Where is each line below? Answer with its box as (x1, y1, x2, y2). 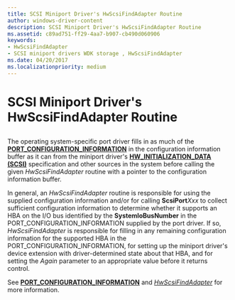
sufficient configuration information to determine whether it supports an (7, 204, 218, 213)
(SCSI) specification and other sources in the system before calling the (7, 160, 215, 168)
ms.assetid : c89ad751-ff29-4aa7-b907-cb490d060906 (7, 30, 160, 38)
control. (7, 264, 31, 273)
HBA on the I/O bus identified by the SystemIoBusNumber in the (7, 211, 197, 220)
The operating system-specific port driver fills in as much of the (7, 137, 195, 146)
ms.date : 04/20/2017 (7, 57, 69, 64)
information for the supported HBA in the (7, 234, 126, 242)
